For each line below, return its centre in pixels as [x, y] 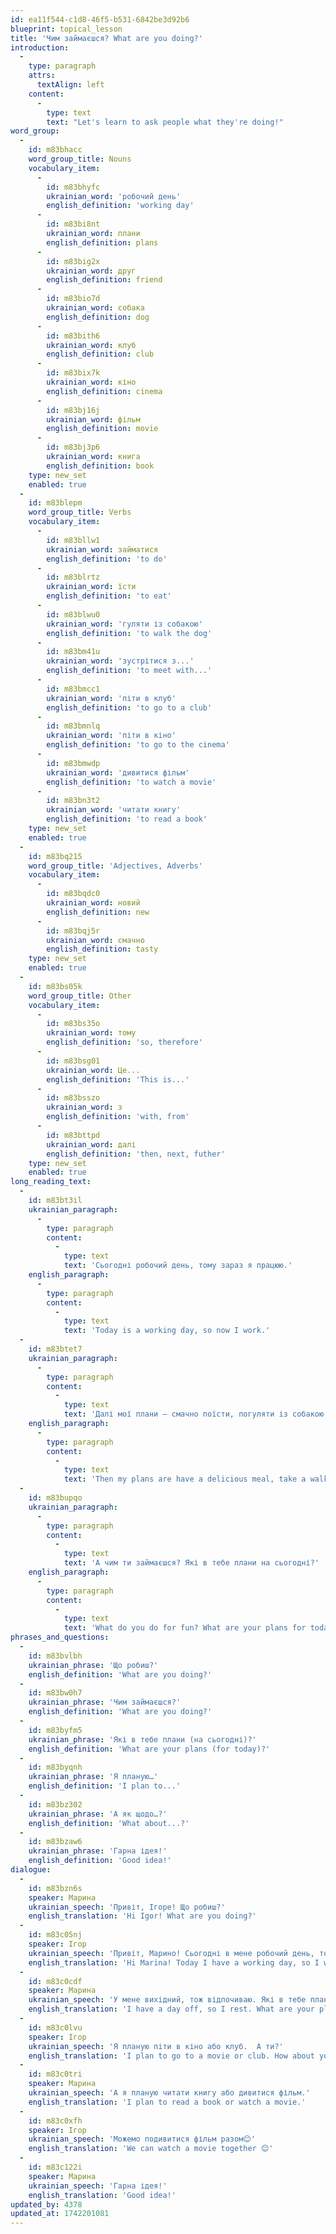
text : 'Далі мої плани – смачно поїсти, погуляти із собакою [194, 1414]
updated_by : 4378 [46, 2204]
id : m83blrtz [73, 577]
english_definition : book [100, 466]
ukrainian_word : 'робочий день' [114, 196]
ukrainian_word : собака [95, 308]
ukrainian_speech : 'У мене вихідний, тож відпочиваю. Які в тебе [167, 2000]
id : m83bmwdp [73, 763]
